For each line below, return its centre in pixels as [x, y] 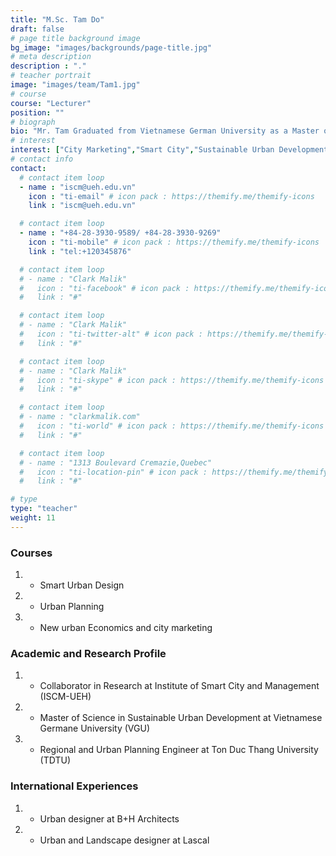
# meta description [51, 57]
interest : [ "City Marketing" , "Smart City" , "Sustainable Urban [142, 150]
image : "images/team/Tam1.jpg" [75, 85]
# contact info [42, 159]
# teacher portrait [51, 76]
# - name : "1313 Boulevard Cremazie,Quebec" [116, 462]
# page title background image [75, 38]
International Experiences [74, 786]
